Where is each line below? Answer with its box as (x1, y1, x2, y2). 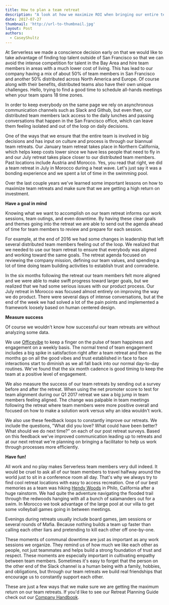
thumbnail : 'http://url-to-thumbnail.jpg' (5, 21, 96, 27)
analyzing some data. (5, 329, 50, 335)
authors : (5, 31, 24, 36)
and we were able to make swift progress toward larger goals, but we (5, 278, 148, 284)
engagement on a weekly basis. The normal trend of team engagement (5, 344, 152, 350)
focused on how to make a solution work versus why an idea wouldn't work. (5, 407, 162, 413)
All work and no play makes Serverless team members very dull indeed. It (5, 463, 157, 469)
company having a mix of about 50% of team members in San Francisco (5, 70, 155, 76)
